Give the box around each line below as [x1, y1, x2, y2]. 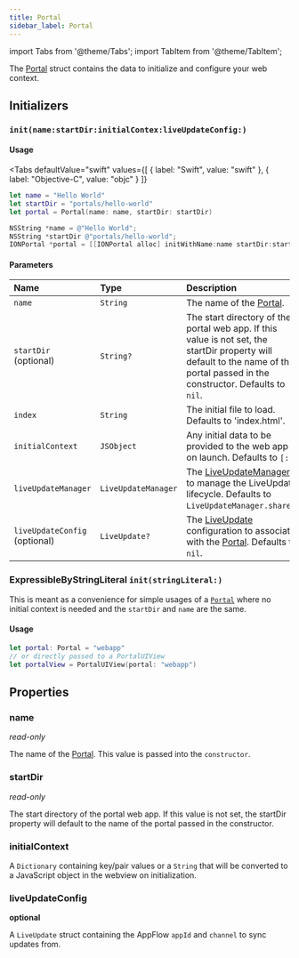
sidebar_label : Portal [9, 21, 93, 30]
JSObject [100, 441, 137, 452]
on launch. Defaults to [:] [186, 451, 295, 463]
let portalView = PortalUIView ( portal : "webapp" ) [9, 660, 198, 669]
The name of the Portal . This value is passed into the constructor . [9, 749, 251, 760]
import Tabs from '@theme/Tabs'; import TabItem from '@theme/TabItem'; [9, 45, 283, 56]
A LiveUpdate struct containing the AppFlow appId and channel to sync [9, 930, 267, 940]
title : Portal [9, 12, 62, 22]
